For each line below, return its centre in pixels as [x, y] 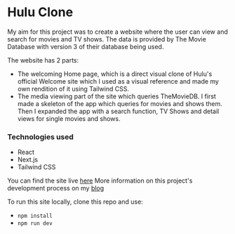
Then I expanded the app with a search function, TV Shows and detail [118, 111]
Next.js [28, 160]
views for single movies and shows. [69, 118]
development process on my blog [56, 188]
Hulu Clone [40, 12]
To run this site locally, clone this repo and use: [75, 202]
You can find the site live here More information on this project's [100, 181]
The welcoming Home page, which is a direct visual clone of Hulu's [115, 74]
